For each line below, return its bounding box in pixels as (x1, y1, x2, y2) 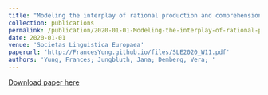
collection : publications (8, 19, 94, 27)
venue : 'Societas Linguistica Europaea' (8, 41, 145, 49)
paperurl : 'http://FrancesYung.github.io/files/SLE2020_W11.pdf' (8, 48, 230, 56)
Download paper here (8, 77, 80, 87)
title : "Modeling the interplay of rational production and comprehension (8, 11, 262, 20)
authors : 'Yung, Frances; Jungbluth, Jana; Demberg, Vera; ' (8, 56, 216, 64)
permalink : (8, 26, 45, 34)
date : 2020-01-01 (8, 33, 66, 42)
